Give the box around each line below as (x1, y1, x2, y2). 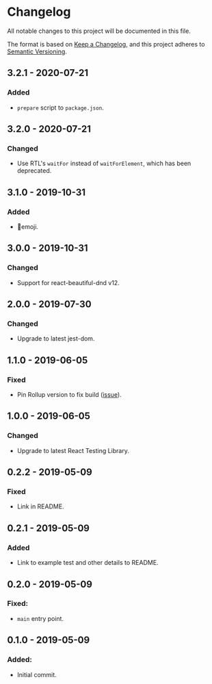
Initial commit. (16, 670, 57, 679)
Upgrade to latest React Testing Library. (16, 446, 130, 454)
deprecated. (16, 167, 52, 175)
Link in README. (16, 502, 64, 511)
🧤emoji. (16, 223, 39, 230)
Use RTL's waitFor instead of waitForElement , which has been (16, 159, 191, 168)
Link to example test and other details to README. (16, 559, 159, 567)
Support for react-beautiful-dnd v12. (16, 278, 120, 286)
